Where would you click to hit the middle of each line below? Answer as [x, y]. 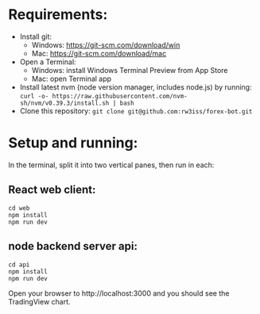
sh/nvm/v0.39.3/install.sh [64, 103]
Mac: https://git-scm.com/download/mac [99, 53]
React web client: [52, 190]
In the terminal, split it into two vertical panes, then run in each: [111, 165]
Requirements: [58, 15]
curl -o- [34, 96]
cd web [19, 208]
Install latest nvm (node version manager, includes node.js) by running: [136, 87]
